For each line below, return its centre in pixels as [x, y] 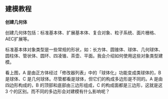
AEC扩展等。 [18, 38]
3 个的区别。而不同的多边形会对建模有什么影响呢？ [57, 91]
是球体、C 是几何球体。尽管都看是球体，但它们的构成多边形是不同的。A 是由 [84, 78]
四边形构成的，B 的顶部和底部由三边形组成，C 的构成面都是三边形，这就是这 [84, 85]
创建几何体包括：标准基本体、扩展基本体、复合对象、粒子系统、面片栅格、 [82, 32]
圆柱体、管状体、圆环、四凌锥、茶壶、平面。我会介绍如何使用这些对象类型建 [84, 55]
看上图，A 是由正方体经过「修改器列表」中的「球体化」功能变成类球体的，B [83, 72]
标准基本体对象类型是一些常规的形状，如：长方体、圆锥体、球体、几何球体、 [84, 49]
